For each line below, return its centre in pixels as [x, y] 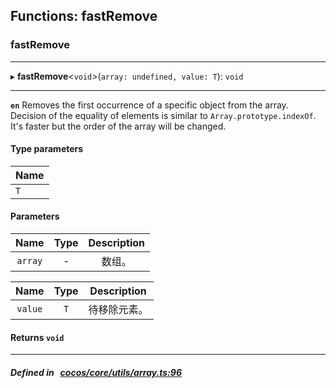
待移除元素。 [118, 310]
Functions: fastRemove [84, 16]
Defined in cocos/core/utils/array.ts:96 [96, 372]
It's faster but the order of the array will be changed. [118, 126]
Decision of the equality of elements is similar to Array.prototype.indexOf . [163, 115]
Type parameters [47, 149]
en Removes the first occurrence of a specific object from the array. [149, 105]
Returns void [37, 337]
